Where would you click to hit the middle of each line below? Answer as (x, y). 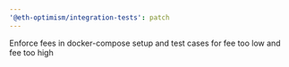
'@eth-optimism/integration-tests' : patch (89, 17)
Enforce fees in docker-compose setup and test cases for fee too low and (145, 43)
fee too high (31, 52)
